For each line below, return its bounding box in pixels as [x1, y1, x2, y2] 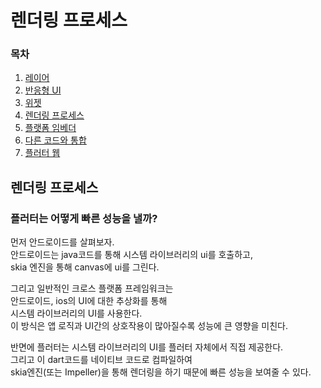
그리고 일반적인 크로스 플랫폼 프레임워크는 [10, 282, 174, 295]
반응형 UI [24, 84, 62, 96]
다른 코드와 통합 [24, 134, 87, 146]
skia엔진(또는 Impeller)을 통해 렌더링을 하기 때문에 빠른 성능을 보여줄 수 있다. [10, 366, 312, 378]
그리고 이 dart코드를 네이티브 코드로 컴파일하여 [10, 354, 193, 366]
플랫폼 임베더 [24, 122, 77, 134]
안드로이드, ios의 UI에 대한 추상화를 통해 [10, 295, 168, 307]
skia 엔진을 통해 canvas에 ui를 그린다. [10, 261, 160, 273]
